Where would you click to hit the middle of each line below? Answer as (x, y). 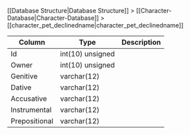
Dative (21, 87)
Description (141, 42)
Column (32, 42)
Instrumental (31, 110)
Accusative (29, 98)
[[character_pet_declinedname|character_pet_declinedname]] (95, 25)
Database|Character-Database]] (53, 18)
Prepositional (32, 121)
